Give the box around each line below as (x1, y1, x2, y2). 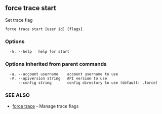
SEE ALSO (5, 92, 30, 99)
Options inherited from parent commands (5, 61, 107, 68)
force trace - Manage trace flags (12, 103, 79, 109)
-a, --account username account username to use (9, 72, 119, 77)
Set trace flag (5, 17, 33, 23)
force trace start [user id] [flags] (5, 27, 83, 32)
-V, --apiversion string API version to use (9, 76, 107, 81)
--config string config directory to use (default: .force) (18, 80, 158, 85)
